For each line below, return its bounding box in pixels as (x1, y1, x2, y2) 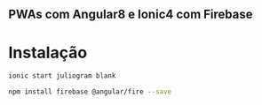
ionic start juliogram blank (8, 71, 116, 80)
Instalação (8, 42, 88, 63)
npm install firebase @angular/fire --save (8, 87, 172, 96)
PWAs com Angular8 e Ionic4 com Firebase (8, 7, 254, 22)
